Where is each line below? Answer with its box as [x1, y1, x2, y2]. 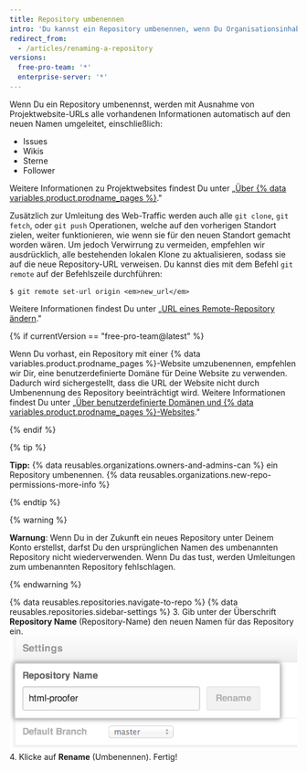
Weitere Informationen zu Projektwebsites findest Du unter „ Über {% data [9, 183, 287, 194]
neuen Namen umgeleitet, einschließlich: [9, 118, 163, 129]
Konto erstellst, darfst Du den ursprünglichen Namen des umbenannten [9, 542, 279, 553]
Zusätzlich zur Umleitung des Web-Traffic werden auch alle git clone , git [9, 210, 290, 221]
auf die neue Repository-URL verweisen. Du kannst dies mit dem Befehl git [9, 259, 294, 269]
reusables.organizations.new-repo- [138, 469, 272, 480]
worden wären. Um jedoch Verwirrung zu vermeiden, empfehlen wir [9, 238, 265, 250]
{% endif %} [9, 424, 57, 435]
